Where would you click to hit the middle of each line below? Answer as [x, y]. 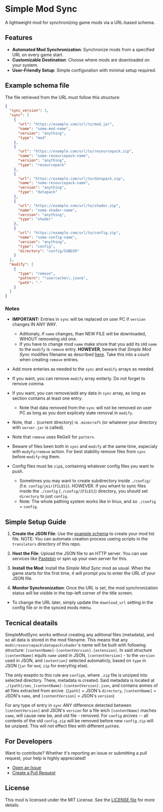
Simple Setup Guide [36, 522]
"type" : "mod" [32, 138]
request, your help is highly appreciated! [45, 758]
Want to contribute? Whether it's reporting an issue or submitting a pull [76, 753]
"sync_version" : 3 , [29, 111]
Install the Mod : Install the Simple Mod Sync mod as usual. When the [81, 568]
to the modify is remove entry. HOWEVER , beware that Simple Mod [85, 350]
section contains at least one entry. [47, 398]
